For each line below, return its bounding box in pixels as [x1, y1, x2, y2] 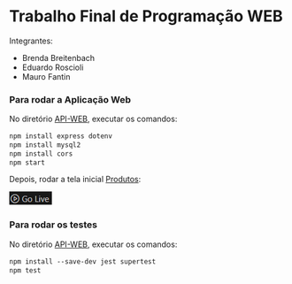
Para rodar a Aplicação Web [9, 93, 131, 105]
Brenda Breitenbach [21, 52, 96, 63]
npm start [9, 158, 46, 167]
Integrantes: [9, 35, 53, 46]
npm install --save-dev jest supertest [9, 257, 157, 266]
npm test [9, 265, 42, 275]
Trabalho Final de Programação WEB [9, 6, 283, 27]
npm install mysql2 [9, 141, 81, 150]
